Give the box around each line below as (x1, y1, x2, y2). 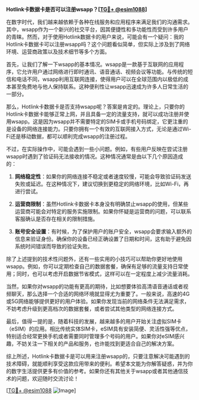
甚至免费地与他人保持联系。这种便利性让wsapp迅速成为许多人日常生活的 (11, 83, 188, 90)
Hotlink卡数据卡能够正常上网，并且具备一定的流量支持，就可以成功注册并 (6, 111, 185, 118)
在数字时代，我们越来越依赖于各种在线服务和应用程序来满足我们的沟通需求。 (6, 18, 193, 26)
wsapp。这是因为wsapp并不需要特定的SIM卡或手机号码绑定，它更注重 (11, 118, 184, 125)
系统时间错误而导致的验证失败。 (14, 243, 93, 250)
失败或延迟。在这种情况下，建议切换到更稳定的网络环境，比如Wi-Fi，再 (14, 181, 190, 187)
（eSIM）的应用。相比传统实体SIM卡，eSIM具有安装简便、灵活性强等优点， (6, 325, 191, 332)
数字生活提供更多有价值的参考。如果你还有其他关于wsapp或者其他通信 (11, 368, 184, 374)
